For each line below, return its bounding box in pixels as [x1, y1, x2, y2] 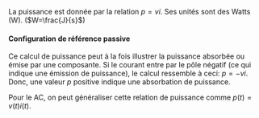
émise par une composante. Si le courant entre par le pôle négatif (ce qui [8, 60, 252, 70]
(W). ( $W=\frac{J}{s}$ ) [8, 15, 86, 25]
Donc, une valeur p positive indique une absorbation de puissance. [8, 77, 232, 87]
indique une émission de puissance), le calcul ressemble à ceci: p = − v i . [8, 68, 249, 79]
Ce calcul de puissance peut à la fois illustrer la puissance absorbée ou [8, 51, 245, 61]
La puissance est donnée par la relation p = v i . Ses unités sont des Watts [8, 7, 251, 16]
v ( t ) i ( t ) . [8, 101, 31, 111]
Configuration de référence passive [8, 34, 131, 43]
